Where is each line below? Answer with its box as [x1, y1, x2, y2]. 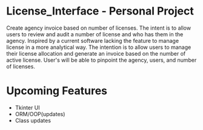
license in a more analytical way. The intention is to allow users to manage [6, 44, 191, 51]
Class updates [15, 117, 52, 124]
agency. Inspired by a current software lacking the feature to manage [6, 37, 179, 44]
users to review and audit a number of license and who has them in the [6, 30, 184, 37]
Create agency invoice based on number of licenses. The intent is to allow [6, 24, 191, 31]
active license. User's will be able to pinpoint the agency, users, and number [6, 56, 197, 63]
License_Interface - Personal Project [6, 4, 194, 18]
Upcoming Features [6, 84, 108, 98]
